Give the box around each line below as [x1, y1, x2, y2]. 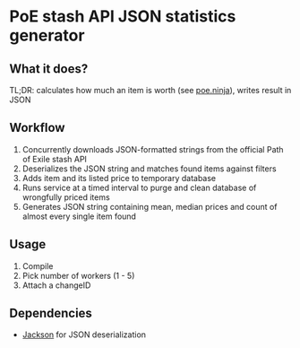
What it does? [9, 61, 89, 76]
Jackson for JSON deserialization [21, 329, 146, 340]
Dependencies [9, 306, 92, 321]
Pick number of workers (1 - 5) [21, 270, 135, 281]
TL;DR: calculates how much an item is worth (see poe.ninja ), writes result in [9, 85, 292, 95]
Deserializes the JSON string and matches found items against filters [21, 163, 277, 174]
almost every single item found [21, 211, 137, 222]
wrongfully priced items [21, 191, 110, 203]
